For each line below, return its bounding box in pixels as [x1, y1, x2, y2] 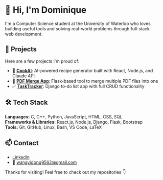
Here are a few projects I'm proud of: [5, 58, 80, 64]
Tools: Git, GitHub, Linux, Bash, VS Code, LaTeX [5, 124, 102, 130]
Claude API [12, 73, 35, 79]
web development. [5, 31, 43, 37]
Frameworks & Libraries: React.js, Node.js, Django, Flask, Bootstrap [5, 119, 143, 125]
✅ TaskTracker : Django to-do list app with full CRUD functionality [12, 83, 145, 89]
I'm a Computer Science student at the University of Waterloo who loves [5, 21, 151, 26]
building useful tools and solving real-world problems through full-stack [5, 25, 150, 31]
